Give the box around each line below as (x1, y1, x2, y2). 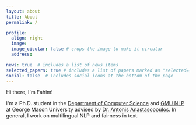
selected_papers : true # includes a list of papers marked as (6, 67, 160, 73)
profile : (6, 30, 27, 35)
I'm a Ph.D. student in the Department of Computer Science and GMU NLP (6, 100, 185, 107)
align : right (11, 35, 43, 41)
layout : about (6, 8, 41, 15)
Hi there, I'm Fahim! (6, 88, 53, 96)
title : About (6, 14, 38, 20)
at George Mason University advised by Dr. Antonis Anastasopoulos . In (6, 106, 177, 113)
